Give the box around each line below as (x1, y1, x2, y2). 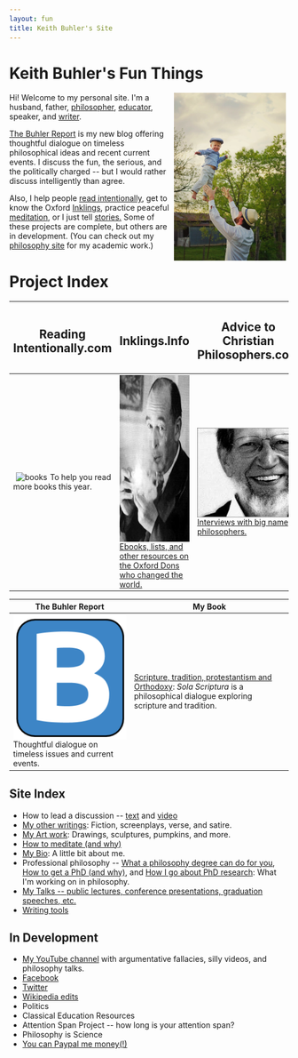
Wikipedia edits (21, 991, 79, 1002)
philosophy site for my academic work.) (9, 240, 153, 251)
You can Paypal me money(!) (21, 1038, 128, 1049)
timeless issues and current (12, 749, 114, 759)
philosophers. (196, 525, 247, 537)
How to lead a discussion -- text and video (21, 810, 178, 821)
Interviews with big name (196, 517, 289, 527)
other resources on (119, 550, 189, 561)
